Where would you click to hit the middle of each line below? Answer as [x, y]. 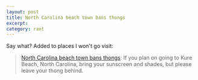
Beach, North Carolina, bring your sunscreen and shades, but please [106, 64]
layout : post [23, 12]
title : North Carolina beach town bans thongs [66, 18]
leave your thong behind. [52, 71]
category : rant [25, 29]
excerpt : [17, 23]
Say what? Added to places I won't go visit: [60, 46]
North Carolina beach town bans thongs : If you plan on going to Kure [107, 58]
